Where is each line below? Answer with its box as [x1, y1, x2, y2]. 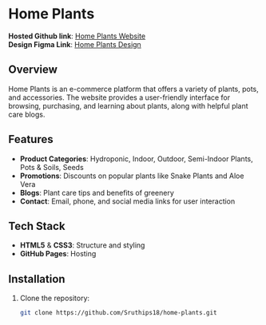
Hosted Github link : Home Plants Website [8, 31, 146, 41]
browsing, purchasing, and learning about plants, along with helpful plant [8, 101, 249, 110]
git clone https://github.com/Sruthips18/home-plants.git [19, 309, 217, 317]
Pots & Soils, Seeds [19, 162, 84, 172]
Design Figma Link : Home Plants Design [8, 39, 141, 49]
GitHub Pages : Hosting [19, 249, 97, 259]
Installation [8, 272, 66, 286]
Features [8, 133, 54, 146]
